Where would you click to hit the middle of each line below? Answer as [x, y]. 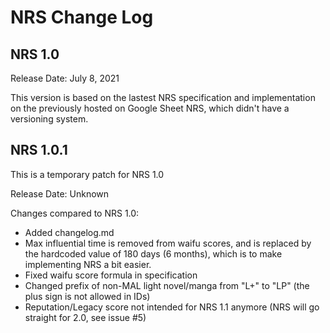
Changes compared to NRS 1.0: [75, 213]
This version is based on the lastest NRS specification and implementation [163, 97]
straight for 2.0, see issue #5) [85, 317]
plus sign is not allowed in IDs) [87, 296]
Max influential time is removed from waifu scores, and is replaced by [168, 243]
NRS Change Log [82, 17]
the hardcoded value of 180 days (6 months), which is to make [153, 253]
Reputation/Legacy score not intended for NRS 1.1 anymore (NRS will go [172, 307]
